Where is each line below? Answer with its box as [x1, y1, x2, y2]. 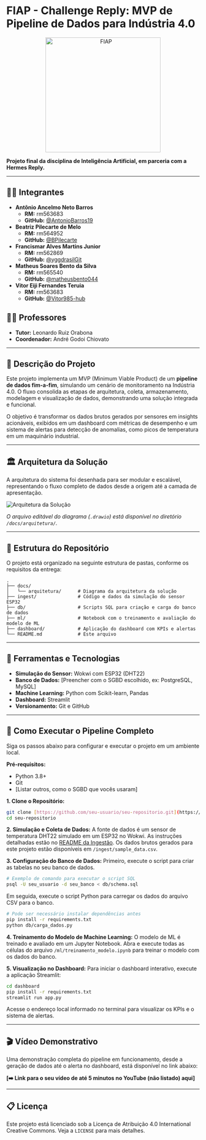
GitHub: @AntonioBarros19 [24, 216, 93, 224]
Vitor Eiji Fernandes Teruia [15, 281, 85, 289]
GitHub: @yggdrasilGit [24, 256, 82, 263]
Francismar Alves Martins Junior [15, 243, 101, 250]
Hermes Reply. [6, 164, 45, 171]
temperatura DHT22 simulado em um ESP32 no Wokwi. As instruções [6, 832, 182, 840]
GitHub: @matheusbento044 [24, 275, 98, 283]
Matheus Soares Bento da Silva [15, 262, 97, 270]
